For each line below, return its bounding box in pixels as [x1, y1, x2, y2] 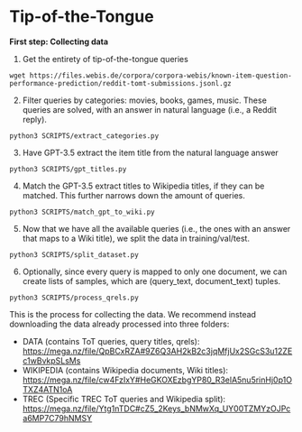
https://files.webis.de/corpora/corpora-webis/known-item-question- [29, 70, 293, 80]
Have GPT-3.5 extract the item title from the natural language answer [22, 147, 279, 158]
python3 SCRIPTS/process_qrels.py [9, 293, 140, 302]
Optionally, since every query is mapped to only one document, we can [22, 266, 288, 277]
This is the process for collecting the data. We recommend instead [9, 308, 257, 319]
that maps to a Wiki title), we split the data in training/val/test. [22, 233, 251, 244]
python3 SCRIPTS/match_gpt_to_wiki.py [9, 207, 155, 216]
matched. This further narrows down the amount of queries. [22, 189, 245, 200]
